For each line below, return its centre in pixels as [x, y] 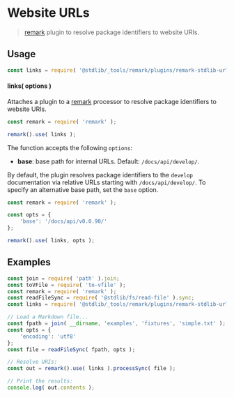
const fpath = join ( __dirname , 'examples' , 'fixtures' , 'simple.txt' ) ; [117, 324]
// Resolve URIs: [32, 362]
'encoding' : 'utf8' [48, 337]
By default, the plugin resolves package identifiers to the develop [100, 175]
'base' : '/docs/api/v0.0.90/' [64, 221]
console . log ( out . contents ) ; [51, 388]
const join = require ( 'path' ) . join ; [63, 278]
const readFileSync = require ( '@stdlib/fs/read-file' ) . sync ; [101, 298]
